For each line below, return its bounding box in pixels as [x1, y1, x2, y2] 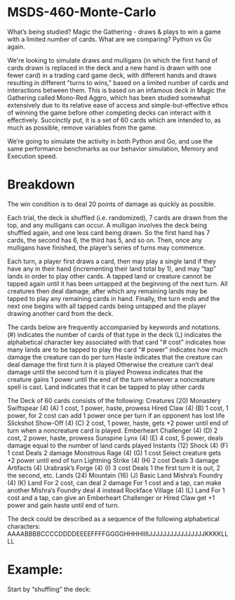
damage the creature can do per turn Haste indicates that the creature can [7, 352, 223, 361]
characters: [7, 522, 41, 530]
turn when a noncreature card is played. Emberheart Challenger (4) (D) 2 [7, 426, 218, 435]
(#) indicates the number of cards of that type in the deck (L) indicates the [7, 330, 222, 338]
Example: [7, 562, 63, 577]
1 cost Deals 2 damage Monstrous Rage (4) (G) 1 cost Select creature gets [7, 448, 222, 457]
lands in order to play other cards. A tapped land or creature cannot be [7, 272, 212, 280]
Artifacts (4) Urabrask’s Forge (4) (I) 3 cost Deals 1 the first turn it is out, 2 [7, 464, 221, 472]
